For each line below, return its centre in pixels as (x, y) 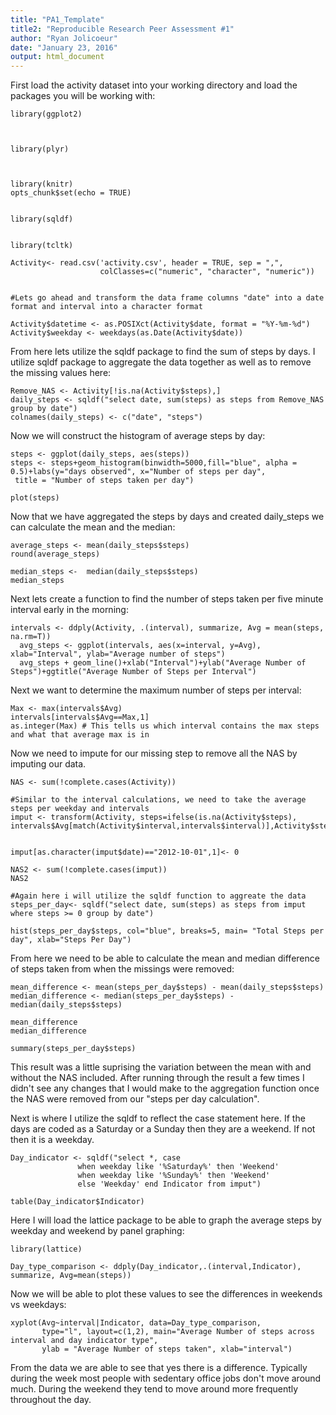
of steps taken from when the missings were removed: (122, 969)
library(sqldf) (42, 219)
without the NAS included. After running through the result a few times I (157, 1078)
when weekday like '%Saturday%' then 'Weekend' (178, 1167)
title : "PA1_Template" (57, 19)
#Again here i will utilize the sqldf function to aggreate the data (158, 896)
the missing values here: (61, 373)
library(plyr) (40, 149)
